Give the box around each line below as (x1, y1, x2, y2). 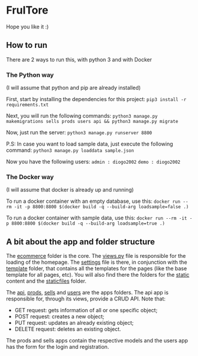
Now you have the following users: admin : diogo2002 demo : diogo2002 (6, 158, 181, 166)
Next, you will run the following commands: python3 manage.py (6, 112, 158, 119)
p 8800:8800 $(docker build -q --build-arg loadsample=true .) (6, 221, 165, 226)
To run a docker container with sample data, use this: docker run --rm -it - (6, 214, 193, 222)
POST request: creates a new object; (14, 313, 105, 320)
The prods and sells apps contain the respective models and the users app (6, 337, 188, 344)
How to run (6, 40, 48, 50)
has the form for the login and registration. (6, 344, 109, 351)
